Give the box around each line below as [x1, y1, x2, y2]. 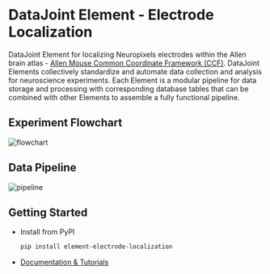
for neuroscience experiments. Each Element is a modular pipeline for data [8, 75, 257, 85]
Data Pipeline [8, 161, 77, 175]
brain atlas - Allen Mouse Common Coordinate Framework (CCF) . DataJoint [8, 58, 260, 68]
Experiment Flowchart [8, 116, 123, 130]
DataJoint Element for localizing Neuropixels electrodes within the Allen [8, 49, 247, 59]
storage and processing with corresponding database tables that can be [8, 83, 249, 94]
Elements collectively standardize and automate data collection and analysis [8, 66, 263, 76]
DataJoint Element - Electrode [8, 6, 214, 24]
